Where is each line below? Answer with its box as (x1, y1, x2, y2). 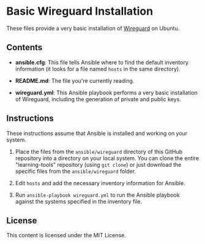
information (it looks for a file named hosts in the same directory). (15, 65, 181, 72)
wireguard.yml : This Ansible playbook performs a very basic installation (15, 89, 198, 96)
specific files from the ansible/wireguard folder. (15, 167, 136, 175)
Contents (6, 42, 43, 53)
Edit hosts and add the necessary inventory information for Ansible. (15, 179, 185, 186)
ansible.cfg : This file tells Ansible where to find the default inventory (15, 58, 188, 66)
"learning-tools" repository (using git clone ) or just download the (15, 161, 182, 168)
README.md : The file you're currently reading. (15, 77, 135, 84)
